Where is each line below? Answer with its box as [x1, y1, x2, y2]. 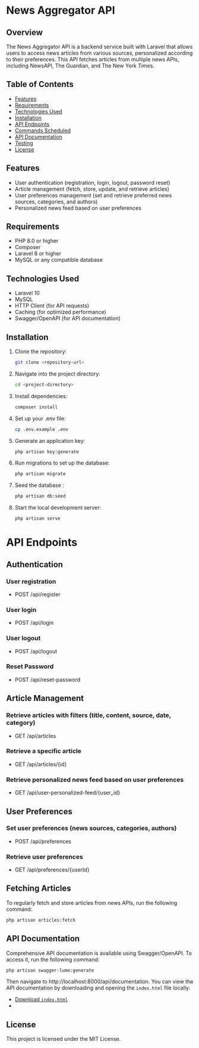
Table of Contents [6, 79, 74, 89]
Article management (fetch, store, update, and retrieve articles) [14, 185, 169, 193]
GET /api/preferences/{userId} [14, 866, 90, 873]
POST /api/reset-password [14, 676, 81, 683]
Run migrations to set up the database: [14, 460, 110, 467]
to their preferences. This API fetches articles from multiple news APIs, [6, 56, 179, 63]
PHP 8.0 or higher [14, 237, 59, 244]
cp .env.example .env [14, 426, 68, 432]
